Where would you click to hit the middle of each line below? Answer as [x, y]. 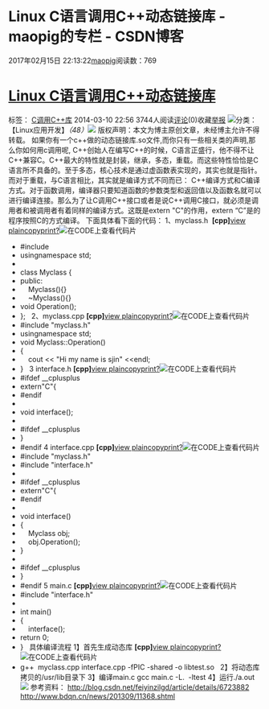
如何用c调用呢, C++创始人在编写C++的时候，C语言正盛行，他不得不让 [138, 150]
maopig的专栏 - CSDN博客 [96, 37]
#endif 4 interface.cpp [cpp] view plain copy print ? [101, 447]
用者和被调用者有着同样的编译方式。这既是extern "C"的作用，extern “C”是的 [134, 210]
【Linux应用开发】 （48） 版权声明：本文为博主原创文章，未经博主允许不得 [134, 130]
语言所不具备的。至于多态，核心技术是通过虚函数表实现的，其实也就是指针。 [135, 170]
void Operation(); [48, 306]
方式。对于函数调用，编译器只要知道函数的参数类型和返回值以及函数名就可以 [135, 190]
